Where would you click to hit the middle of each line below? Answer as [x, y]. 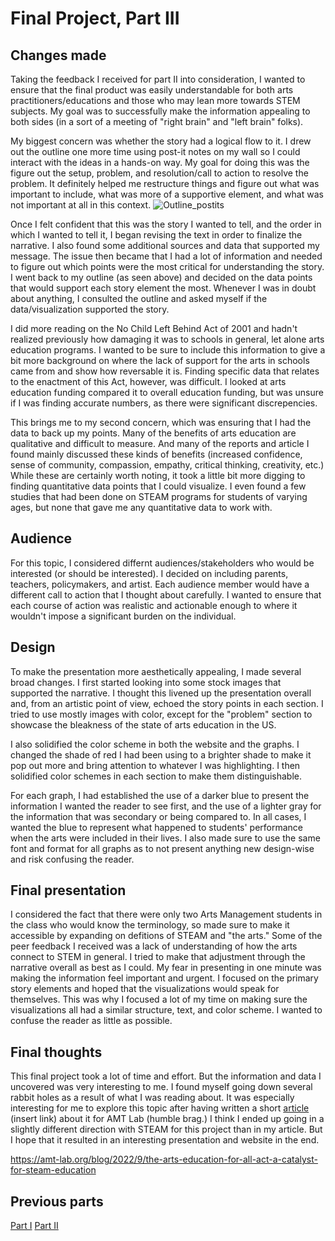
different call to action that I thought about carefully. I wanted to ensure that [166, 594]
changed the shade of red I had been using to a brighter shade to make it [161, 754]
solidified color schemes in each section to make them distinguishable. [156, 776]
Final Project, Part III [95, 18]
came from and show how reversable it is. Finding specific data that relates [165, 371]
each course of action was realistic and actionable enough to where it [154, 605]
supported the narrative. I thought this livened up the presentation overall [161, 693]
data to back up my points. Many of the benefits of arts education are [153, 433]
